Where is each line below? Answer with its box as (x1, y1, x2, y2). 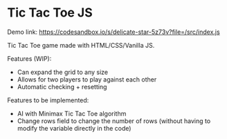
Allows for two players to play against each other (17, 75, 157, 84)
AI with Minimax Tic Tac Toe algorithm (17, 109, 127, 118)
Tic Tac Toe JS (7, 5, 93, 21)
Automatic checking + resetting (17, 82, 107, 91)
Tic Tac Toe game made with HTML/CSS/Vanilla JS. (7, 41, 155, 49)
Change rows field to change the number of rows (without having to (17, 116, 211, 125)
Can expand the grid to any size (17, 68, 109, 76)
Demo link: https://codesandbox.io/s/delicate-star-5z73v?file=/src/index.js (7, 28, 220, 36)
